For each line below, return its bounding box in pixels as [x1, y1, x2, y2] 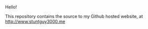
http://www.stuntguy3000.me [5, 19, 66, 24]
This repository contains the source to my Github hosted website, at [5, 14, 143, 19]
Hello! [5, 4, 17, 10]
